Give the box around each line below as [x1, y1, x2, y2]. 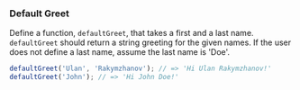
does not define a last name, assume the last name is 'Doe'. [9, 47, 231, 58]
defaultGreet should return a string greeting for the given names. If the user [9, 37, 292, 48]
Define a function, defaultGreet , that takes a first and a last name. [9, 28, 254, 39]
